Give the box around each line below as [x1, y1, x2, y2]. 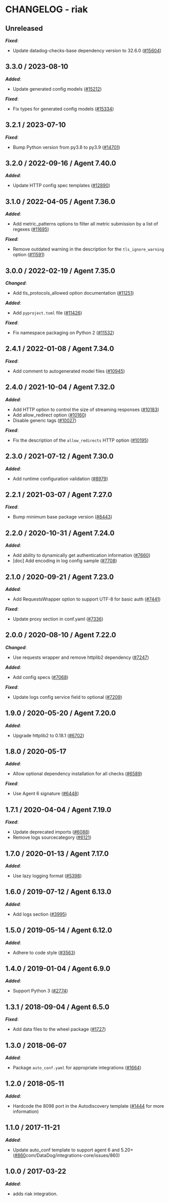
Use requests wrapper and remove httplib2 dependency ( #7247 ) [12, 654, 150, 660]
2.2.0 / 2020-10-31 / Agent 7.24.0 [5, 529, 115, 537]
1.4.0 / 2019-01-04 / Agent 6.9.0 [5, 964, 111, 973]
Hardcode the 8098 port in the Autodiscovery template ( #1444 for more [12, 1103, 164, 1109]
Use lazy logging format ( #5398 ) [12, 873, 82, 879]
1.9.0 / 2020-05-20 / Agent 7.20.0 [5, 709, 116, 718]
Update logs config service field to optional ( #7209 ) [12, 694, 122, 700]
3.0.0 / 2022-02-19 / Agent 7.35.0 [5, 266, 115, 275]
